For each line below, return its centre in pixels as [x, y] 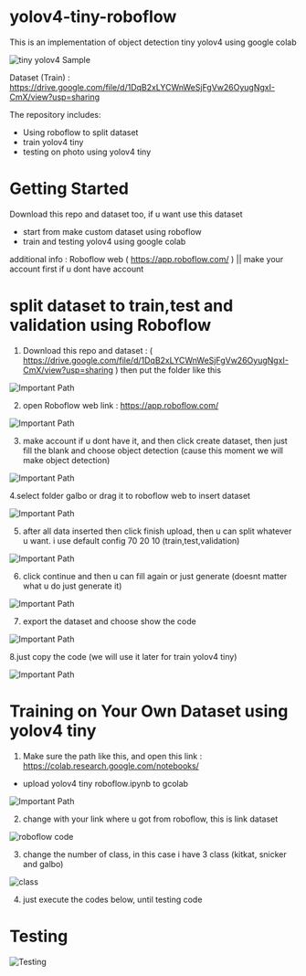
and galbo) [43, 864]
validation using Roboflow [111, 325]
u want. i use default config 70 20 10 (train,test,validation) [131, 540]
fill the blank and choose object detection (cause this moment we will [153, 451]
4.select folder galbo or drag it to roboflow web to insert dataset [130, 495]
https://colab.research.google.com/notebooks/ [111, 766]
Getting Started [69, 189]
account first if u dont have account [77, 269]
